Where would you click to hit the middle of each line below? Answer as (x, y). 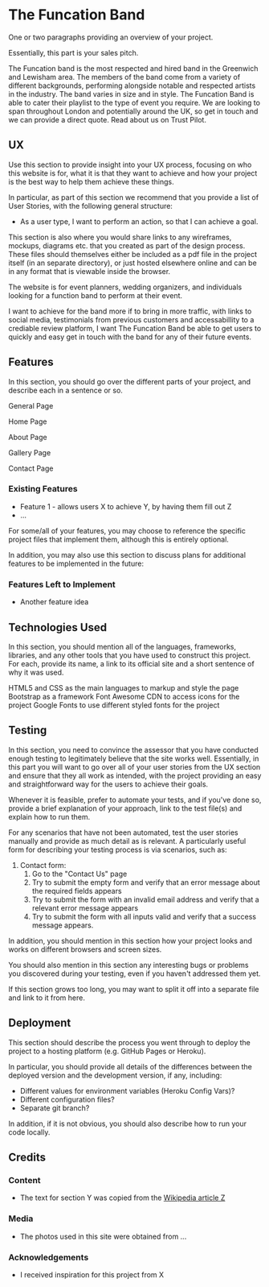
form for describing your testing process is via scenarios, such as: (118, 849)
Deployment (40, 1023)
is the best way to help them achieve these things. (91, 181)
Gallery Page (30, 452)
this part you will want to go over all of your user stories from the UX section (134, 766)
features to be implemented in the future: (76, 563)
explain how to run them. (49, 816)
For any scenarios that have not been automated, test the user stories (123, 832)
